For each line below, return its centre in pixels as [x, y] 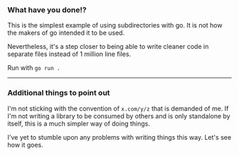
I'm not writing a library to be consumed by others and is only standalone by [119, 116]
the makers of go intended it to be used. [66, 33]
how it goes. [26, 145]
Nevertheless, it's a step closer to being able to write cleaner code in [108, 47]
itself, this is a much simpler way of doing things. [79, 123]
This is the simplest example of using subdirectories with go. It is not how [115, 26]
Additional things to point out [59, 93]
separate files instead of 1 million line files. [69, 54]
